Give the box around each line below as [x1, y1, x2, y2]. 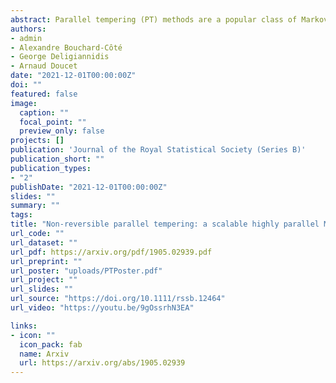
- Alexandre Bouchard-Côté [10, 42, 123, 53]
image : [10, 98, 38, 108]
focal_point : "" [19, 117, 87, 127]
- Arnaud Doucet [10, 61, 78, 71]
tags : [10, 210, 33, 220]
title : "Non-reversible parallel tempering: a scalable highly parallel [10, 219, 320, 230]
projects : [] [10, 136, 65, 146]
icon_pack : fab [19, 339, 83, 350]
